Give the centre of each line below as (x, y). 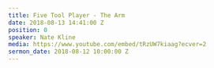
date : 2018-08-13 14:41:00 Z (56, 23)
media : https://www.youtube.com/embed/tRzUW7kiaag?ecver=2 (107, 45)
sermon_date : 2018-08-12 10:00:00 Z (68, 52)
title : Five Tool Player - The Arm (67, 15)
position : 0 (28, 30)
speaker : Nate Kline (42, 37)
